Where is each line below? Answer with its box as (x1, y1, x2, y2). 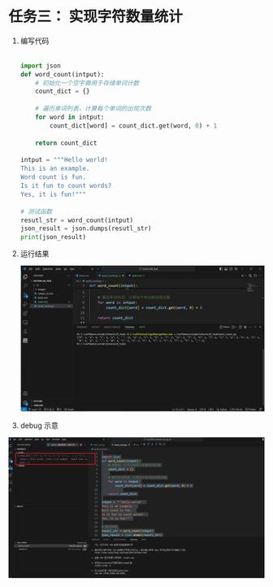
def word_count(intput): (19, 70, 105, 78)
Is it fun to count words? (19, 182, 112, 190)
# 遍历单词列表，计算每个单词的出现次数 (35, 105, 152, 113)
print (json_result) (19, 233, 87, 241)
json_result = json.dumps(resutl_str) (19, 224, 152, 233)
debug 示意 (19, 420, 58, 431)
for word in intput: (35, 113, 105, 122)
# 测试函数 (19, 207, 53, 215)
